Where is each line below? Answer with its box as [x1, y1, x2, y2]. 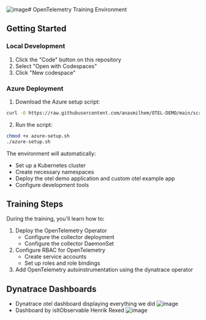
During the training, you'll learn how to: [6, 215, 105, 223]
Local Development [6, 42, 66, 50]
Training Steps [6, 199, 63, 209]
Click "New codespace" [15, 69, 76, 76]
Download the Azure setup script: [15, 98, 101, 105]
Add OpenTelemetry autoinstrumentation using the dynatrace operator [15, 266, 193, 273]
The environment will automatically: [6, 150, 96, 157]
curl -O [6, 110, 26, 116]
